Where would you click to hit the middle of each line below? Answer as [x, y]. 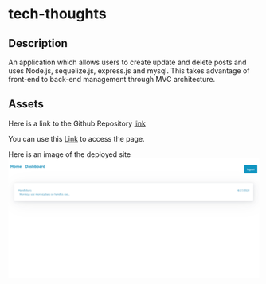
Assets [26, 104]
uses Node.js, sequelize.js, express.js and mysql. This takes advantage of [129, 71]
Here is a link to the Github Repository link [77, 123]
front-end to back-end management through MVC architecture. [112, 79]
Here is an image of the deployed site [70, 154]
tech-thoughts [57, 14]
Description [38, 43]
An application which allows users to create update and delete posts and [127, 62]
